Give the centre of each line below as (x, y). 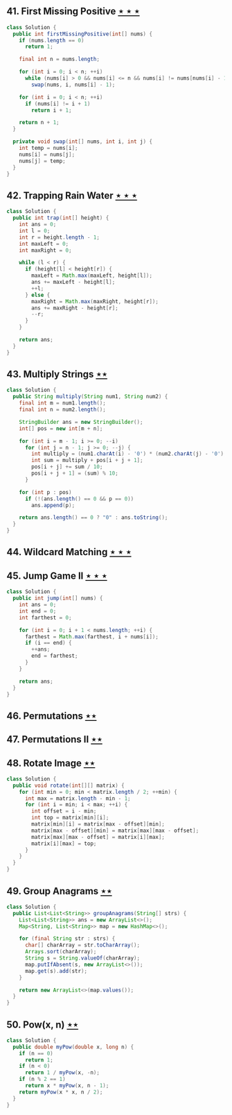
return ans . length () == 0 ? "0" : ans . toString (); (93, 518)
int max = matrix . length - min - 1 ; (78, 798)
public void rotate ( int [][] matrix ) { (69, 785)
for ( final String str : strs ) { (67, 939)
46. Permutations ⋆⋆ (52, 716)
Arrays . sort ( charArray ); (61, 952)
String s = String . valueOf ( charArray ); (82, 958)
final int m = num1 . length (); (63, 403)
